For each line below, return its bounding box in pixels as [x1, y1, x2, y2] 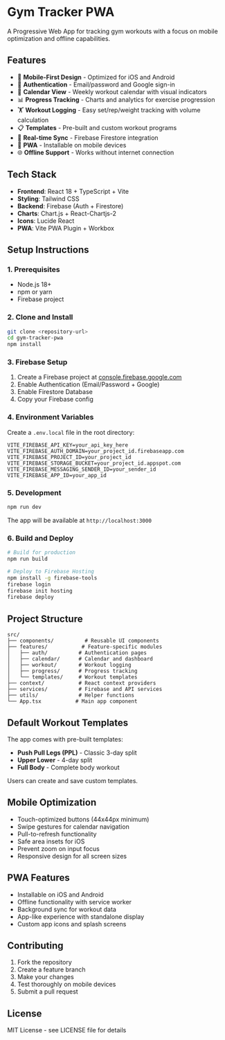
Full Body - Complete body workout [17, 763, 120, 771]
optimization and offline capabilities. [7, 34, 111, 42]
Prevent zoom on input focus [17, 844, 100, 852]
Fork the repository [17, 958, 73, 967]
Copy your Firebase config [17, 395, 93, 404]
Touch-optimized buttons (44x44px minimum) [17, 815, 150, 823]
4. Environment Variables [7, 413, 94, 422]
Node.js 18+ [17, 280, 52, 289]
